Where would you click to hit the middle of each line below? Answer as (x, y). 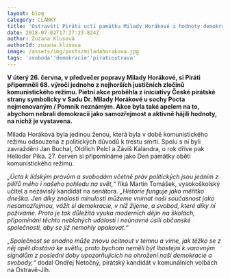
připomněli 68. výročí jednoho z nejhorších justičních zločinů (96, 84)
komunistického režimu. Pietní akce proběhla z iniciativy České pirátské (111, 92)
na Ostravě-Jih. (29, 269)
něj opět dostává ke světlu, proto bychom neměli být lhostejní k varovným (111, 248)
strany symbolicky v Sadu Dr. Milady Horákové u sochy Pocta (96, 99)
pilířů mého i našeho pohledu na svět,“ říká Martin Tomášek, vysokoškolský (114, 184)
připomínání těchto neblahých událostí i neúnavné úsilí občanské (99, 220)
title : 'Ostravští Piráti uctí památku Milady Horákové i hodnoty (104, 26)
